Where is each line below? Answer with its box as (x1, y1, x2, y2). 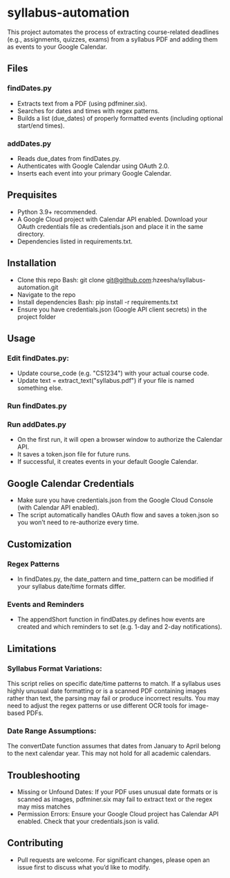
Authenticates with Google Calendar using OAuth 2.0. (17, 162, 169, 170)
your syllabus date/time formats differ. (17, 582, 126, 590)
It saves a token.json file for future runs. (17, 450, 131, 458)
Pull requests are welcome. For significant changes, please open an (17, 855, 210, 864)
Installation (7, 257, 57, 269)
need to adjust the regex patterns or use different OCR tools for (7, 701, 188, 709)
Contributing (7, 837, 64, 849)
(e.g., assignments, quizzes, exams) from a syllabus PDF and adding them (7, 35, 218, 43)
